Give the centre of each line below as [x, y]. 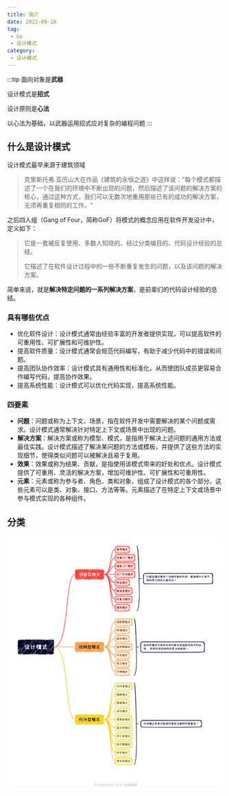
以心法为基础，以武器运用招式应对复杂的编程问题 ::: [80, 123]
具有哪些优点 [28, 318]
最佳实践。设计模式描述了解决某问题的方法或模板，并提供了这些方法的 [116, 447]
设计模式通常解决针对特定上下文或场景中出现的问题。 [104, 430]
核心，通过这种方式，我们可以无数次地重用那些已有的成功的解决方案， [123, 197]
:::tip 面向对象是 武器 [35, 79]
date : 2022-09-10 [32, 22]
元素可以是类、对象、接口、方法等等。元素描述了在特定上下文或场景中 [122, 490]
